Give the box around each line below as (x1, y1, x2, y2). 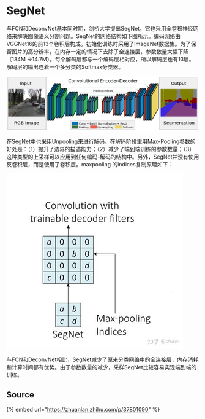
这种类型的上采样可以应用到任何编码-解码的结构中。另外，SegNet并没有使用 (6, 153, 199, 160)
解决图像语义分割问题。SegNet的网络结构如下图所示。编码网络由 (17, 32, 181, 40)
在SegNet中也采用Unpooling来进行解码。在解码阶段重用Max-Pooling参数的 (6, 138, 196, 145)
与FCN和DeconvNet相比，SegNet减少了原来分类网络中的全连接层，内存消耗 (6, 356, 199, 363)
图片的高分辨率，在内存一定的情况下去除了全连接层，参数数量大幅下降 (11, 47, 188, 55)
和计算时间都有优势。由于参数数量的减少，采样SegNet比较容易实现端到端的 (6, 364, 197, 371)
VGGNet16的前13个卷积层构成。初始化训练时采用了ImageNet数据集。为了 (6, 40, 192, 47)
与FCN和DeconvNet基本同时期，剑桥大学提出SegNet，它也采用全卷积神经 (6, 25, 194, 32)
